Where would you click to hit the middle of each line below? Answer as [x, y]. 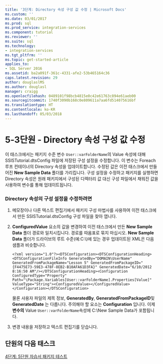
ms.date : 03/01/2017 [26, 19]
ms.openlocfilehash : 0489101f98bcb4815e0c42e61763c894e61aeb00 [71, 96]
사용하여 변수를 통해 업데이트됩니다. [39, 185]
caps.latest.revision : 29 [31, 78]
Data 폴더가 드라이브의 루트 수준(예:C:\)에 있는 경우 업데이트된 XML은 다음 [83, 239]
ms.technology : [20, 46]
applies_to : [17, 64]
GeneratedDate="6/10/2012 [126, 267]
